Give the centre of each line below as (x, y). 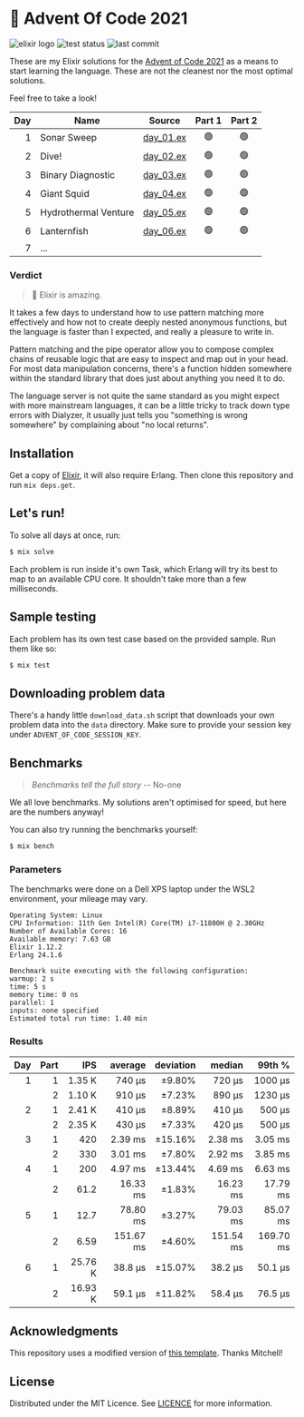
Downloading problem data (87, 693)
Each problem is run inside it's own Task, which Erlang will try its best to (144, 569)
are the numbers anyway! (57, 812)
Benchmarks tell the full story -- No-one (106, 785)
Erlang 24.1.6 (36, 955)
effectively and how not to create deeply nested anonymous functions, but (148, 322)
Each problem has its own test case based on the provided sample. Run (142, 639)
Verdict (26, 275)
